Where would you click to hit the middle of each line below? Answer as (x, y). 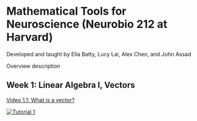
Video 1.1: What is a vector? (41, 100)
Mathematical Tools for (66, 11)
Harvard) (30, 37)
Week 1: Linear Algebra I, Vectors (71, 85)
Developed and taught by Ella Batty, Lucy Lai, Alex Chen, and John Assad (99, 54)
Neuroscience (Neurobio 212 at (87, 24)
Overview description (33, 66)
